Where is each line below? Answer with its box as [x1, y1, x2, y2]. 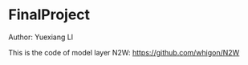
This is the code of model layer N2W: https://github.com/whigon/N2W [8, 47, 240, 57]
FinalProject [8, 6, 91, 24]
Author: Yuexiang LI [8, 32, 74, 42]
